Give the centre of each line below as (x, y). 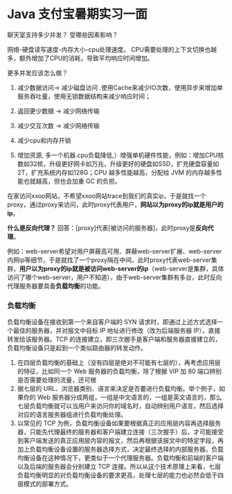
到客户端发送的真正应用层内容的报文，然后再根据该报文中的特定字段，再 (120, 441)
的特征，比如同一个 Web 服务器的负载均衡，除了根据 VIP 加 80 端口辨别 (119, 371)
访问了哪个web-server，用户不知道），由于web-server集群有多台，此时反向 (115, 277)
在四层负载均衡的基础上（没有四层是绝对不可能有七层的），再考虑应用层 (119, 363)
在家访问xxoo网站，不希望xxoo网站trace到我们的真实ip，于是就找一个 (107, 195)
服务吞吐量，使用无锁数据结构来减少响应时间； (84, 96)
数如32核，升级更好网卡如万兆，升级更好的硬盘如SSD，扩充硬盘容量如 (118, 164)
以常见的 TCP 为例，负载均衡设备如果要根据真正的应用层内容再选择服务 (119, 423)
